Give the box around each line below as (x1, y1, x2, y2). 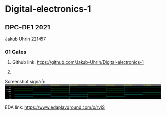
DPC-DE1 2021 (5, 23, 50, 31)
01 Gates (5, 48, 27, 55)
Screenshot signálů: (5, 79, 46, 85)
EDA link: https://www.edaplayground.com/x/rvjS (5, 104, 105, 110)
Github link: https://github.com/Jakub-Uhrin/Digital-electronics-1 (12, 59, 144, 65)
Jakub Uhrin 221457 (5, 36, 46, 42)
